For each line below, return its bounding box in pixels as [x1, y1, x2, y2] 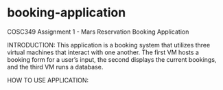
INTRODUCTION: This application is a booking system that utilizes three [7, 41, 211, 49]
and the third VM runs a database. [7, 63, 104, 71]
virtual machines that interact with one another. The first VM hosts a [7, 48, 199, 56]
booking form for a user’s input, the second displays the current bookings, [7, 55, 217, 63]
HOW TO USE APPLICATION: [7, 76, 89, 84]
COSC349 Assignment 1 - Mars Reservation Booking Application [7, 27, 189, 36]
